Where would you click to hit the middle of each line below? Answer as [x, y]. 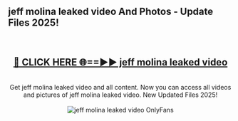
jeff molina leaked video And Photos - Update [111, 12]
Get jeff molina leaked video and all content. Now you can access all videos [120, 87]
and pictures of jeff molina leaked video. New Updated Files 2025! [120, 95]
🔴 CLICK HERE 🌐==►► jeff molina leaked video [120, 62]
